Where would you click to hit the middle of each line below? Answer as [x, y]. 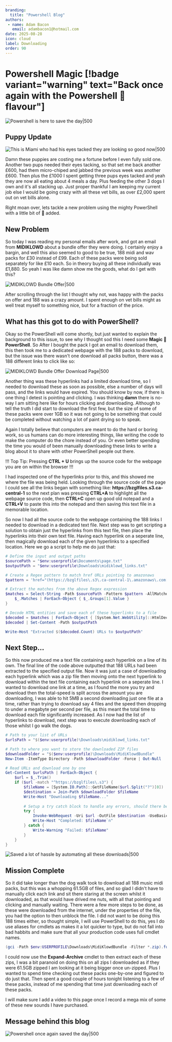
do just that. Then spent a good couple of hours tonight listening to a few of [85, 979]
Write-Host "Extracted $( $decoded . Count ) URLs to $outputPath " [74, 632]
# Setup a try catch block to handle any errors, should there [92, 806]
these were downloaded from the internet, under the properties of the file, [83, 910]
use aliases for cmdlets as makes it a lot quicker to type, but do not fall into [84, 927]
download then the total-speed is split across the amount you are [74, 693]
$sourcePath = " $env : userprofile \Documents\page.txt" [64, 561]
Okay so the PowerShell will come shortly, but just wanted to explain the [81, 334]
